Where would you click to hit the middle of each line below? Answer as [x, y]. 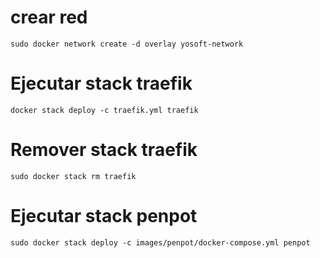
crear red [49, 17]
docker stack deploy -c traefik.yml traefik [104, 110]
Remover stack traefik [104, 150]
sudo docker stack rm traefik [73, 176]
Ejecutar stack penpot [104, 216]
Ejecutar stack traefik [101, 83]
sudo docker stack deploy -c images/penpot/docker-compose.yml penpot [160, 242]
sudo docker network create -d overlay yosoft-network [127, 44]
